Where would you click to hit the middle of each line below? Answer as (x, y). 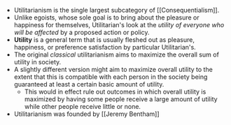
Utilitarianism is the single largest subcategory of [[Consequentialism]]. (117, 10)
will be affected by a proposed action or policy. (82, 32)
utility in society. (37, 62)
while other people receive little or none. (83, 106)
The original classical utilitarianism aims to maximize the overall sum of (116, 54)
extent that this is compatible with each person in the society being (111, 77)
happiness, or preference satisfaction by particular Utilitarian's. (105, 47)
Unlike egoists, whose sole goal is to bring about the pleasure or (106, 17)
